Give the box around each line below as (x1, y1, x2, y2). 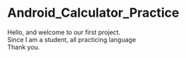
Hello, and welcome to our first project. (7, 28, 121, 36)
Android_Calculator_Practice (7, 5, 180, 21)
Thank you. (7, 43, 40, 51)
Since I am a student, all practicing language (7, 35, 136, 43)
